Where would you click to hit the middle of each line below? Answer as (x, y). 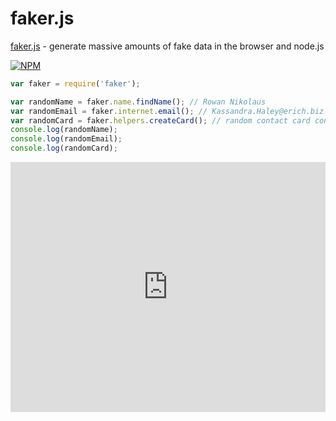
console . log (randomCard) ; (64, 148)
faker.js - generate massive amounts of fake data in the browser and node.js (167, 46)
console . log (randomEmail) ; (66, 139)
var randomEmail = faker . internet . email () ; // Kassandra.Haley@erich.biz (167, 111)
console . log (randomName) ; (64, 130)
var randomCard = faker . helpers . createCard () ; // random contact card (160, 120)
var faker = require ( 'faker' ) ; (75, 83)
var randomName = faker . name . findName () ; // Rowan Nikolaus (138, 102)
